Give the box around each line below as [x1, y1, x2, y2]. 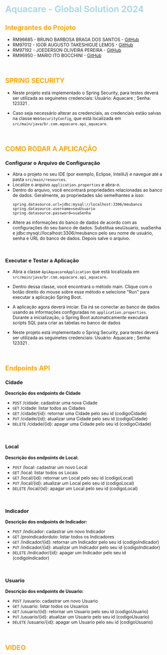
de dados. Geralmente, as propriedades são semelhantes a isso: [12, 192, 145, 198]
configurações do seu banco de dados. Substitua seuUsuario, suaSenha [12, 224, 162, 230]
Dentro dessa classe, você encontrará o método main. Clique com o [12, 283, 152, 290]
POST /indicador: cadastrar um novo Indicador [12, 528, 106, 534]
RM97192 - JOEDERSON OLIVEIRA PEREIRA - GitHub [12, 47, 121, 53]
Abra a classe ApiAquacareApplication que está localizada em [12, 268, 140, 275]
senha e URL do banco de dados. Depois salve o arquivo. [12, 235, 131, 241]
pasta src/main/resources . [12, 176, 67, 182]
